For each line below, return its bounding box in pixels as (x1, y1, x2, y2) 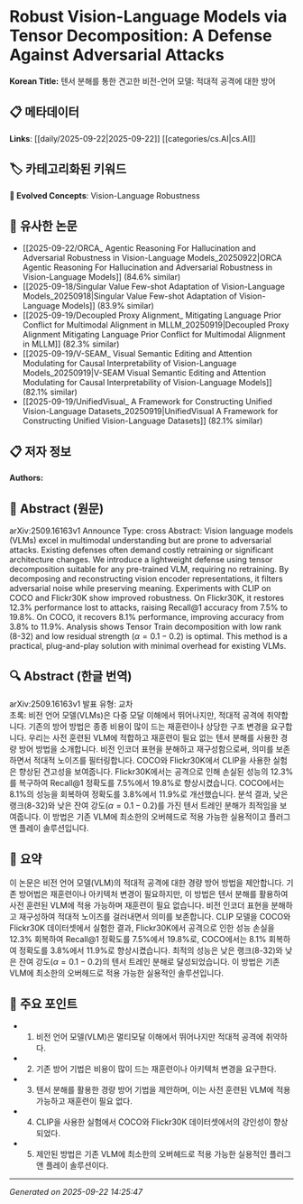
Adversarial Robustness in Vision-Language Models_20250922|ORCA (22, 253, 282, 264)
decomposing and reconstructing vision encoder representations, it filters (9, 573, 283, 584)
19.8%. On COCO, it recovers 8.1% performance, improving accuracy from (9, 612, 284, 622)
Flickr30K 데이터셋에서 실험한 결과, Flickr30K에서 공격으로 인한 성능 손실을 (9, 922, 275, 933)
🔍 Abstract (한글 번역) (9, 669, 133, 684)
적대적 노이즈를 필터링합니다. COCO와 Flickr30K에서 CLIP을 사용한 (32, 755, 271, 765)
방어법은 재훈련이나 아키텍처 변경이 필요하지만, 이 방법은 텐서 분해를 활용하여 (18, 888, 289, 899)
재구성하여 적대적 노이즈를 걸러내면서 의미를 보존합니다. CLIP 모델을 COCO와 (18, 911, 291, 922)
